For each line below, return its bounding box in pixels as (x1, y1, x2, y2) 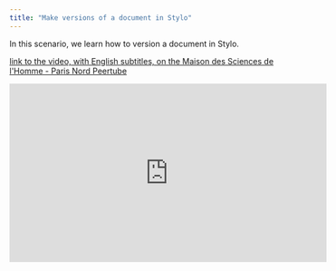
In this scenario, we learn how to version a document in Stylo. (9, 38, 240, 49)
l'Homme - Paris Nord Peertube (9, 65, 128, 76)
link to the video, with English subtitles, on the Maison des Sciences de (9, 55, 274, 66)
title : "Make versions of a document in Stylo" (9, 13, 193, 23)
